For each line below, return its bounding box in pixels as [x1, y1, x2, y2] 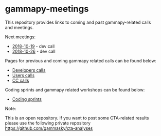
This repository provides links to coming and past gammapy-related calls [5, 19, 151, 25]
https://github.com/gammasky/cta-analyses [5, 125, 93, 131]
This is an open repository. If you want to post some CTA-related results [5, 115, 149, 121]
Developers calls [12, 67, 46, 73]
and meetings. [5, 24, 34, 30]
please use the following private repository [5, 120, 91, 126]
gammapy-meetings [5, 3, 89, 15]
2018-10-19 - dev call [12, 43, 55, 49]
